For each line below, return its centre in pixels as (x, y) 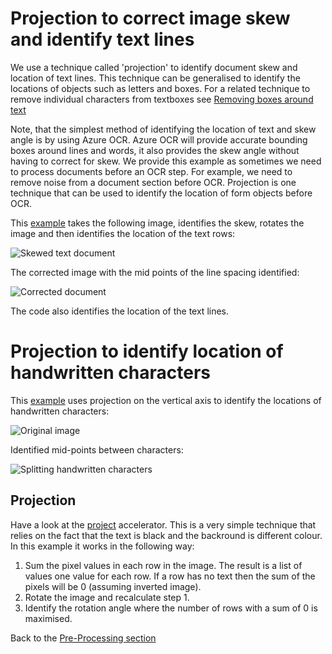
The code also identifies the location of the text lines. (120, 311)
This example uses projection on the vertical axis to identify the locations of (166, 400)
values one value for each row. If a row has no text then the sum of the (170, 576)
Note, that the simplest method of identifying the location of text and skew (163, 129)
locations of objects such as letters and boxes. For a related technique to (160, 88)
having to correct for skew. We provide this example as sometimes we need (166, 161)
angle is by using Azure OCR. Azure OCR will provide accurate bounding (159, 139)
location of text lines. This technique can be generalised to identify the (155, 78)
